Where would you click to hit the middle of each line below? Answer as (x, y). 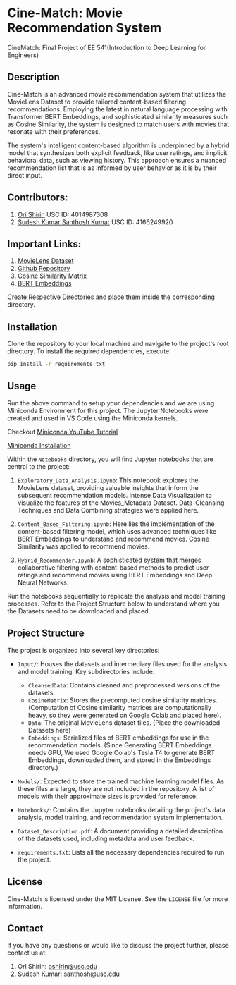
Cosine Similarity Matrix (52, 276)
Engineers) (23, 55)
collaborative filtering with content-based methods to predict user (113, 567)
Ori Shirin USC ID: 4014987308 (63, 214)
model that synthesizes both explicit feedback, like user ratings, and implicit (117, 152)
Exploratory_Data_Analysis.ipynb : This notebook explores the (108, 480)
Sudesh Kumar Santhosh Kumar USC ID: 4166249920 (95, 222)
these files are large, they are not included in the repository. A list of (116, 788)
